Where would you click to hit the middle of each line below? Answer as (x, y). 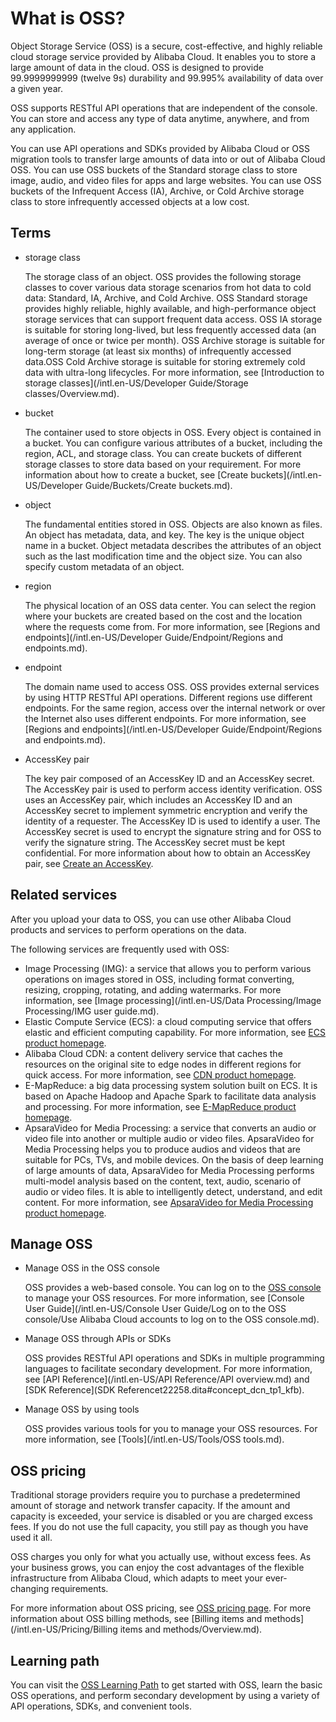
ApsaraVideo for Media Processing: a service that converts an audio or (170, 1128)
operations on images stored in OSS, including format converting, (159, 979)
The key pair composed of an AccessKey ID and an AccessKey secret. (169, 778)
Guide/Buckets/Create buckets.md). (158, 485)
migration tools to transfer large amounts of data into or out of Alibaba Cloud (168, 159)
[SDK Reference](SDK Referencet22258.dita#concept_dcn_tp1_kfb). (164, 1390)
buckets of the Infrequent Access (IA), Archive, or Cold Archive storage (157, 191)
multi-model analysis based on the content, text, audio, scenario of (163, 1181)
